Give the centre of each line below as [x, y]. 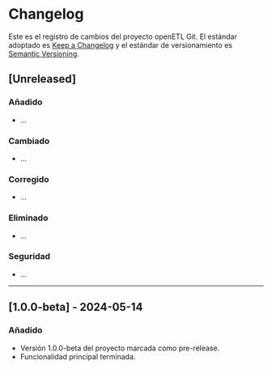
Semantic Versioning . [44, 53]
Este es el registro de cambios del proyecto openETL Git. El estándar [123, 36]
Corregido [29, 179]
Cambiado [29, 141]
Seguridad [30, 257]
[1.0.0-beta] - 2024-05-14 [76, 307]
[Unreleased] [42, 79]
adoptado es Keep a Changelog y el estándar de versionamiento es [121, 45]
